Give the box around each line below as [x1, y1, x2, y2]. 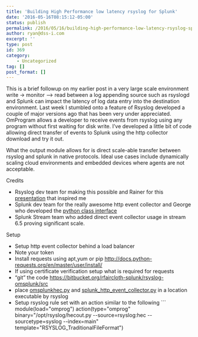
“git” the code [14, 274, 49, 281]
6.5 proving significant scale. [14, 220, 85, 227]
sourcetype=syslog [14, 318, 62, 325]
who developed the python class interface [14, 207, 117, 214]
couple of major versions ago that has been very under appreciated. [6, 110, 171, 117]
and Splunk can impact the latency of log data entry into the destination [6, 98, 180, 105]
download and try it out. [6, 135, 64, 142]
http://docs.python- [104, 255, 153, 263]
